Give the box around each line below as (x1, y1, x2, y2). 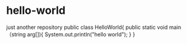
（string (6, 31, 26, 38)
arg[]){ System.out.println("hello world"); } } (26, 31, 135, 38)
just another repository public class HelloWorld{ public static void (6, 24, 168, 31)
